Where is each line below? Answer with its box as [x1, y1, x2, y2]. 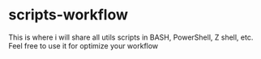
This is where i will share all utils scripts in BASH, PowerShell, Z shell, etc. [8, 32, 254, 42]
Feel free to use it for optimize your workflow [8, 40, 159, 50]
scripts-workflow [8, 6, 128, 24]
